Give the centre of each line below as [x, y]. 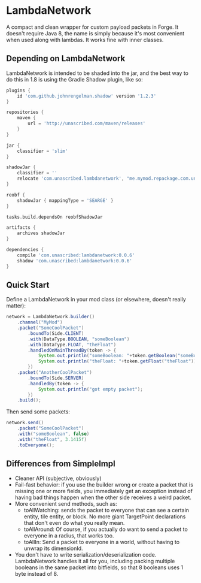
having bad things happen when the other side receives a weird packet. [103, 497]
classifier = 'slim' [42, 151]
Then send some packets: [38, 412]
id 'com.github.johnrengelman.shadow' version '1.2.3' [87, 96]
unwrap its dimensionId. [53, 548]
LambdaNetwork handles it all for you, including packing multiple [95, 561]
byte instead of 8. [36, 573]
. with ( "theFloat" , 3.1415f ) [52, 439]
